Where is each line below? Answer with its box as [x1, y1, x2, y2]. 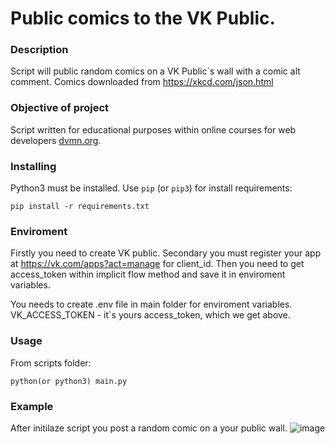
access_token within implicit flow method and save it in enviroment [10, 268, 286, 281]
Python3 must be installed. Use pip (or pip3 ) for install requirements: [10, 182, 293, 194]
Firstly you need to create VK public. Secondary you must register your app [10, 247, 322, 259]
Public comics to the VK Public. [10, 7, 276, 30]
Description [10, 43, 69, 57]
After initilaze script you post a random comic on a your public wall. [10, 422, 288, 434]
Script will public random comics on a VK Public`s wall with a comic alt [10, 65, 301, 77]
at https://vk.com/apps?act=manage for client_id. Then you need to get [10, 258, 305, 270]
